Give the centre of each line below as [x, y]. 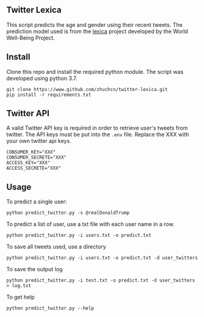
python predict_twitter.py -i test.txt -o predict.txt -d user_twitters [101, 280]
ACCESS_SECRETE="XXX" [34, 168]
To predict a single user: [37, 202]
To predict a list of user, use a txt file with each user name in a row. [90, 224]
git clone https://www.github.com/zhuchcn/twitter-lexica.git [87, 89]
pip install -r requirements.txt [49, 95]
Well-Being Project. [31, 38]
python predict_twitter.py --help [50, 308]
